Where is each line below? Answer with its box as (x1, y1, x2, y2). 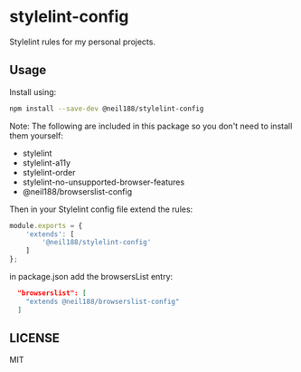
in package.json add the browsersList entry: (9, 272, 174, 281)
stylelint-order (22, 167, 76, 177)
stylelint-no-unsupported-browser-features (22, 176, 185, 187)
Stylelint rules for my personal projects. (9, 36, 156, 47)
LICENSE (9, 330, 61, 346)
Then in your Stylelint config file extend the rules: (9, 204, 193, 215)
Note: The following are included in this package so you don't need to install (9, 120, 293, 131)
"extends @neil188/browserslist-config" (25, 297, 180, 306)
